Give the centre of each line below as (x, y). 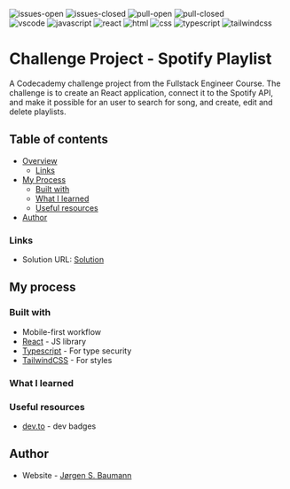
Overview (39, 160)
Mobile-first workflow (62, 331)
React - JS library (54, 341)
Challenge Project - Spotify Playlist (141, 59)
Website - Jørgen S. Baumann (77, 475)
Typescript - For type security (77, 351)
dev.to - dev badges (59, 426)
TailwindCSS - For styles (67, 360)
